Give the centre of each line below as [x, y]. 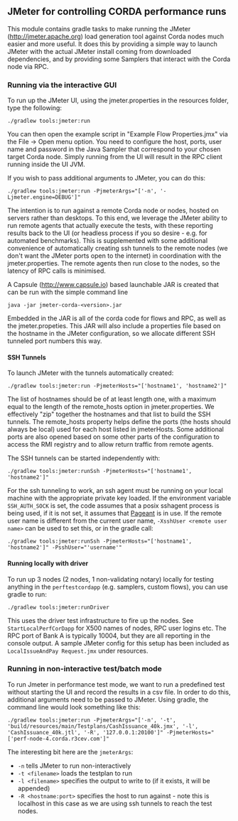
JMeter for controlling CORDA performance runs [117, 12]
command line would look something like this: [74, 707]
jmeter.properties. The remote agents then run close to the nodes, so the [114, 263]
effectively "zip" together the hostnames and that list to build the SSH [109, 414]
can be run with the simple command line [68, 292]
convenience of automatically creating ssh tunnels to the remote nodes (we [118, 249]
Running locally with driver [48, 563]
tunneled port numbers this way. [55, 341]
